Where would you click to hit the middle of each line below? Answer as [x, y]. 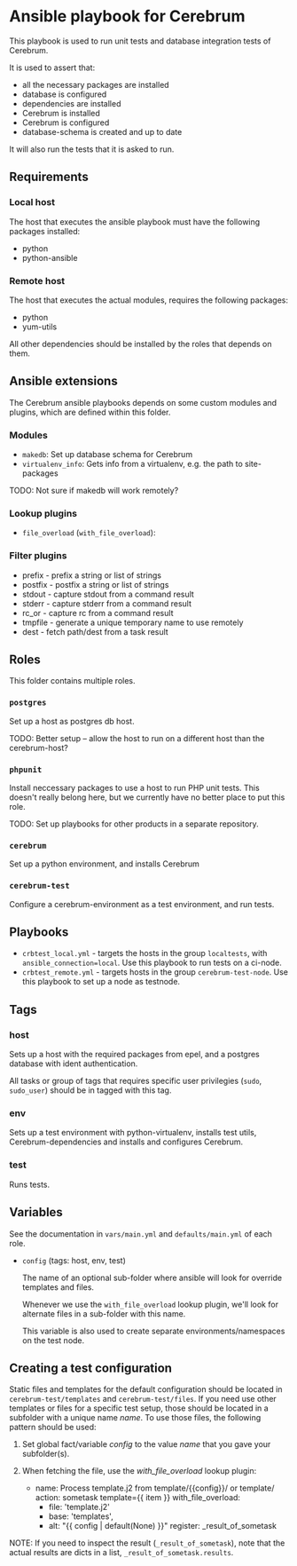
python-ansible [50, 257]
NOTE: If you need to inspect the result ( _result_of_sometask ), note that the [147, 1543]
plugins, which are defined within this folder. [90, 412]
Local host [32, 202]
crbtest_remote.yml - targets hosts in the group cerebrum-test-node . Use [155, 972]
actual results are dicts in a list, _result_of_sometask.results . [121, 1553]
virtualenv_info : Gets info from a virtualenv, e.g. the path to [133, 464]
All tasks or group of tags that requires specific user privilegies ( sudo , [136, 1081]
